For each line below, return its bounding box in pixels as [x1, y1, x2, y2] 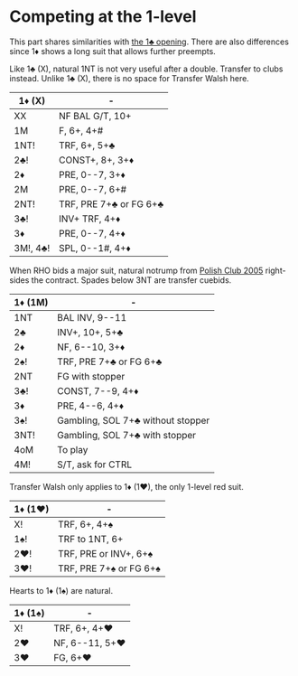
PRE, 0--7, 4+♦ [58, 227, 126, 239]
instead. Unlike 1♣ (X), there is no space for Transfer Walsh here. [9, 72, 250, 83]
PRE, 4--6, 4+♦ [57, 399, 125, 412]
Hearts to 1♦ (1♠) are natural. [9, 585, 114, 596]
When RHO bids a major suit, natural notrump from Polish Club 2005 [9, 265, 264, 276]
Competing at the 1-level [9, 6, 197, 27]
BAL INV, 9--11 [57, 311, 127, 324]
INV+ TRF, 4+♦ [58, 212, 121, 225]
